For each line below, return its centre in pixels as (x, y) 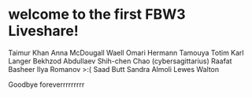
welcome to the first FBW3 (97, 14)
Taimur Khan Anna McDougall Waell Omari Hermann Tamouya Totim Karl (126, 52)
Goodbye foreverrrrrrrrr (46, 84)
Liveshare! (43, 31)
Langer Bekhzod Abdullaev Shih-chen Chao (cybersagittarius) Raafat (120, 61)
